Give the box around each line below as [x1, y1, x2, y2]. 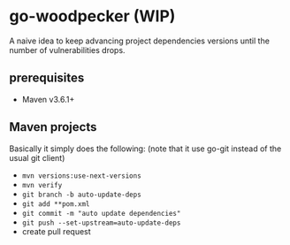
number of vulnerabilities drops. [9, 44, 126, 55]
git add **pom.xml [21, 199, 90, 209]
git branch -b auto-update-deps [21, 190, 141, 199]
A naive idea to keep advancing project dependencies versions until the [9, 35, 270, 46]
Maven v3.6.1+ [21, 94, 75, 104]
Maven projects [9, 119, 97, 134]
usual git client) [9, 152, 65, 163]
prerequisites [9, 71, 85, 86]
